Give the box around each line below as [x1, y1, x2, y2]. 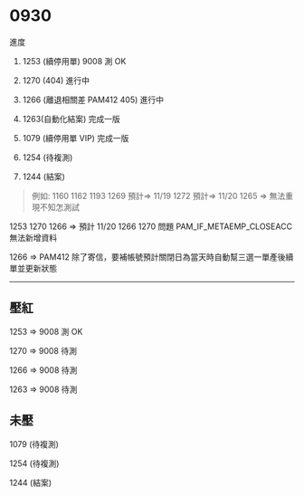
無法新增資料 [9, 232, 57, 243]
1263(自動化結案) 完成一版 [22, 113, 120, 124]
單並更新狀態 [9, 262, 57, 273]
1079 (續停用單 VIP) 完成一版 [22, 132, 129, 143]
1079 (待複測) [9, 438, 59, 449]
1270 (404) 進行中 [22, 74, 90, 86]
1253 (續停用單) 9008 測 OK [22, 55, 127, 66]
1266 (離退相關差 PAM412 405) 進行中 [22, 94, 165, 105]
